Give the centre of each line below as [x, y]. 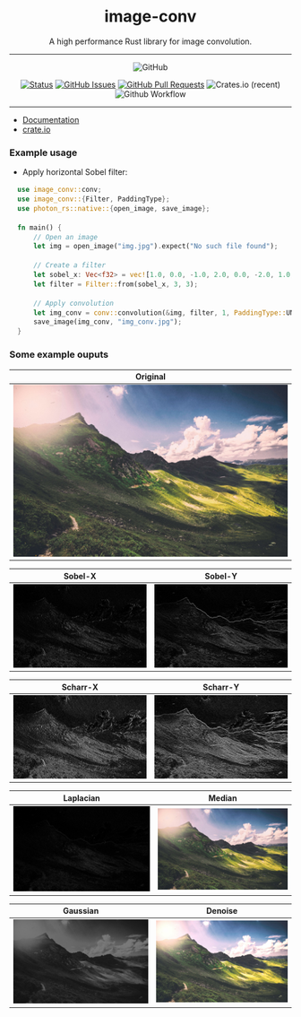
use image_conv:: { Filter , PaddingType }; [94, 199]
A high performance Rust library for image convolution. [150, 41]
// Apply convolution [73, 303]
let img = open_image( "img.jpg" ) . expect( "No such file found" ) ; [155, 247]
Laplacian [82, 798]
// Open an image [65, 237]
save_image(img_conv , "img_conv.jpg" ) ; [107, 322]
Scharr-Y [221, 687]
